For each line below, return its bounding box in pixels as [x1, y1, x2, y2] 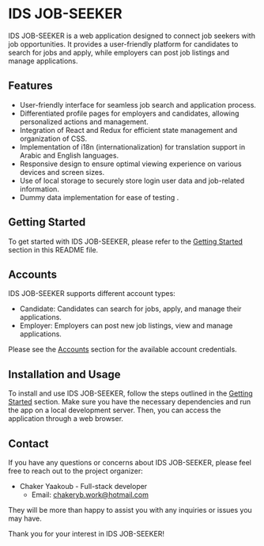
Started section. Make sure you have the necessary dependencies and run [8, 397, 251, 407]
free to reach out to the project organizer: [8, 466, 144, 476]
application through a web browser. [8, 414, 124, 423]
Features [8, 79, 53, 93]
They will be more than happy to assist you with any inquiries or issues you [8, 506, 253, 514]
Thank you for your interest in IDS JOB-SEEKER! [8, 529, 164, 538]
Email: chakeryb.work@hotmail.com [31, 490, 149, 499]
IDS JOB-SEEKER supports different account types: [8, 289, 175, 298]
